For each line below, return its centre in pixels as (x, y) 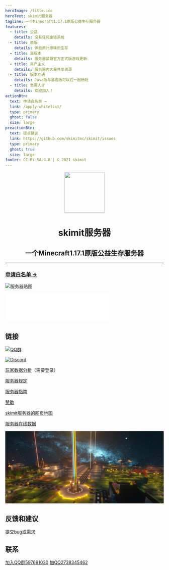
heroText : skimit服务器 (29, 16)
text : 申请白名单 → (28, 101)
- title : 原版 (24, 43)
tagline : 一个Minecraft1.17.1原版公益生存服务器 (53, 21)
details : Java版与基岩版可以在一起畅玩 (52, 80)
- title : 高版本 (26, 53)
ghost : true (22, 149)
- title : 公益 (24, 32)
